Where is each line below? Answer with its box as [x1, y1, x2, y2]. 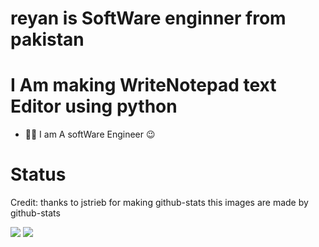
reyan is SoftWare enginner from [10, 7, 287, 30]
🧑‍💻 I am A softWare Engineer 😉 [24, 128, 156, 141]
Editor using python [10, 95, 178, 118]
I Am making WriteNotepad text [10, 74, 277, 97]
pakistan [10, 28, 85, 51]
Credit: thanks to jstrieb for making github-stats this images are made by [10, 197, 309, 209]
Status [10, 163, 67, 186]
